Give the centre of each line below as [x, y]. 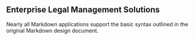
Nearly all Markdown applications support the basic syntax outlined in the [97, 24]
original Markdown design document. [53, 30]
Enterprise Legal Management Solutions [83, 10]
